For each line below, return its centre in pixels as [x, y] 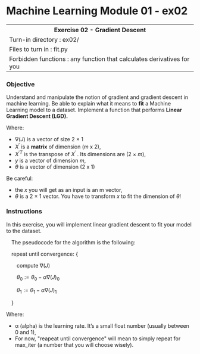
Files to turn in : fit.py [38, 49]
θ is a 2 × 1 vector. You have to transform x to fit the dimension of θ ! [98, 196]
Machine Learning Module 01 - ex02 [97, 11]
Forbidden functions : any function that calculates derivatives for [99, 59]
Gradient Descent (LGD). [37, 116]
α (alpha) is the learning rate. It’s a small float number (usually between [102, 326]
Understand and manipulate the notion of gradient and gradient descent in [97, 97]
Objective [21, 84]
